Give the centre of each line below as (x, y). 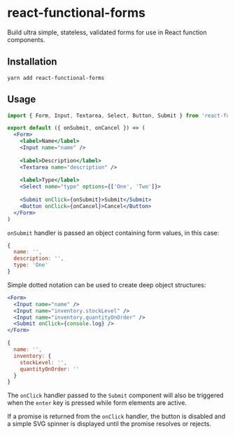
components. (26, 39)
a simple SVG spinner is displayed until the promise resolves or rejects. (109, 424)
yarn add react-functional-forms (56, 78)
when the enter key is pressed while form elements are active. (97, 403)
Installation (32, 62)
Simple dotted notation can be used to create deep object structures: (107, 284)
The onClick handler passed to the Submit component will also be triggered (115, 395)
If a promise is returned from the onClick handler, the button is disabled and (116, 416)
